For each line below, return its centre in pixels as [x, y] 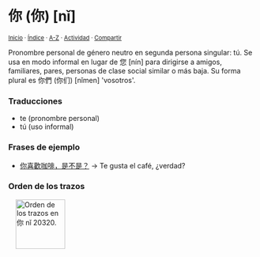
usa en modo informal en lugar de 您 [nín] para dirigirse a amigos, [115, 62]
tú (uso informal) [47, 127]
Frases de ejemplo [44, 147]
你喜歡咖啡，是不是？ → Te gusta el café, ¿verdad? [102, 165]
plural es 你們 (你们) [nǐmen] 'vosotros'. [72, 80]
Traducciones [36, 101]
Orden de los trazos [47, 187]
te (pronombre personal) [60, 119]
